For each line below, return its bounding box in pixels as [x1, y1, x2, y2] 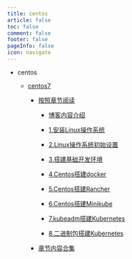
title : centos [7, 10, 49, 17]
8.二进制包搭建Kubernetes [48, 229, 124, 237]
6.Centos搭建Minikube [48, 199, 113, 207]
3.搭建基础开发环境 [48, 155, 103, 164]
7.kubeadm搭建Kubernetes [48, 214, 125, 223]
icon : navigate [7, 49, 51, 56]
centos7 [27, 81, 51, 90]
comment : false [7, 29, 51, 37]
